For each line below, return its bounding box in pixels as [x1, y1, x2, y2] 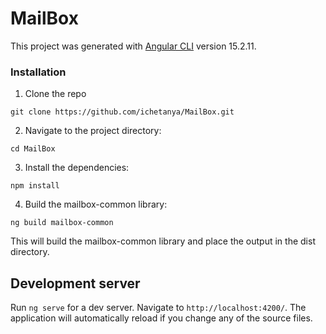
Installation [10, 65, 67, 79]
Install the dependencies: [24, 162, 130, 174]
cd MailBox [10, 144, 56, 154]
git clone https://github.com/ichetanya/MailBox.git [10, 107, 235, 117]
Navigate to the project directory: [24, 125, 162, 137]
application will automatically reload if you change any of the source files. [10, 312, 313, 324]
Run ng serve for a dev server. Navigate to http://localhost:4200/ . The [10, 302, 307, 314]
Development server [10, 275, 141, 292]
